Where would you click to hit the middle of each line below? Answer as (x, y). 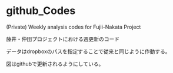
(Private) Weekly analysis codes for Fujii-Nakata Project (74, 27)
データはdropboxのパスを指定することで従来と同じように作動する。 (88, 51)
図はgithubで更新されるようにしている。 (55, 64)
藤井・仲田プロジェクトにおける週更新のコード (63, 39)
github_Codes (41, 11)
